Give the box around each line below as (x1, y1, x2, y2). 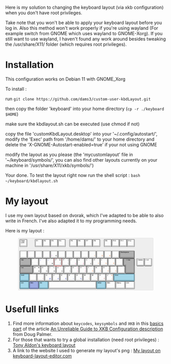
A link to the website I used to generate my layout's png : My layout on (12, 348, 161, 354)
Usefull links (5, 303, 59, 315)
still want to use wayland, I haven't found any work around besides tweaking (5, 36, 166, 42)
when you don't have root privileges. (5, 10, 83, 16)
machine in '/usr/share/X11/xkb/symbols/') (5, 162, 94, 168)
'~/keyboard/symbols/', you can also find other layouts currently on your (5, 157, 158, 163)
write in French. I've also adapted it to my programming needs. (5, 218, 137, 224)
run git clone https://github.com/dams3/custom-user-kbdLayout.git (5, 95, 151, 101)
